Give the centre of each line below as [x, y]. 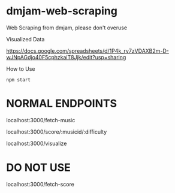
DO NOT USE [38, 168]
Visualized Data [25, 39]
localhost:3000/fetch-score [40, 184]
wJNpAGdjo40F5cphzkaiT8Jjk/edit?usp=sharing [66, 57]
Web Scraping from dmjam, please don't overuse [67, 28]
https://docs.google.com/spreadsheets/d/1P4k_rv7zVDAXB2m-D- [88, 51]
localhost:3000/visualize [37, 143]
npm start [19, 80]
